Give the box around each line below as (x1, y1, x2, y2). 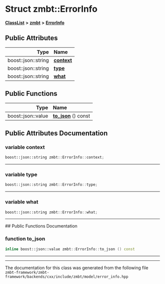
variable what (5, 199, 38, 205)
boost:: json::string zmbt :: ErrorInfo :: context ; (5, 155, 105, 160)
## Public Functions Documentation (5, 223, 78, 229)
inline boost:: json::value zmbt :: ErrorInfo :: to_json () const (5, 247, 135, 252)
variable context (5, 143, 45, 150)
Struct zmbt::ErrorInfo (5, 3, 98, 15)
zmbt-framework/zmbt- (5, 270, 50, 275)
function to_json (5, 235, 46, 242)
